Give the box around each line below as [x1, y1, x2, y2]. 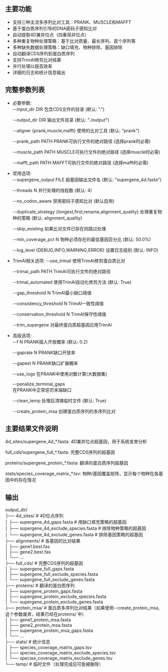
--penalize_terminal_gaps [12, 381, 65, 387]
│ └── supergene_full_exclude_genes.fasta [5, 576, 95, 582]
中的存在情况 [9, 477, 36, 483]
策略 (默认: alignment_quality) [21, 215, 83, 221]
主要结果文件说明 [5, 425, 58, 433]
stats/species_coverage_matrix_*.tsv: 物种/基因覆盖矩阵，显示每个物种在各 [5, 471, 159, 477]
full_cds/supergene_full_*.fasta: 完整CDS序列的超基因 [5, 449, 115, 455]
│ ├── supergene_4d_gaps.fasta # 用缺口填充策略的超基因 [5, 519, 127, 525]
